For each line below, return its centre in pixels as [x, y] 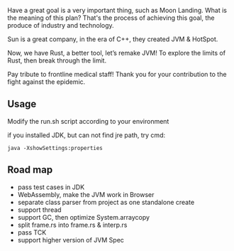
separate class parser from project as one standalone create [106, 202]
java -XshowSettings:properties [55, 148]
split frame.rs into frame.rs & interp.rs [72, 225]
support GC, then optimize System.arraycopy [84, 217]
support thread [39, 210]
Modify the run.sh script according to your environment [88, 121]
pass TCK [32, 232]
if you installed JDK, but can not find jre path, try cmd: [86, 135]
